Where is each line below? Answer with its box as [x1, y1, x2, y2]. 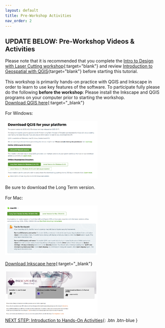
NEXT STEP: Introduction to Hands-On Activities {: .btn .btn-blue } [5, 318, 138, 324]
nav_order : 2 [5, 18, 32, 23]
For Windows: [5, 110, 33, 116]
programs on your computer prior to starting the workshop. [5, 95, 126, 100]
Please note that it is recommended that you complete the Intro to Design [5, 58, 154, 64]
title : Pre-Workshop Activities [5, 13, 71, 18]
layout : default [5, 8, 38, 13]
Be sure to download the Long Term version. [5, 184, 95, 190]
